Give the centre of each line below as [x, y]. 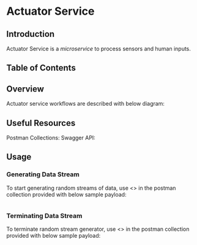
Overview [25, 89]
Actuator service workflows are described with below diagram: [86, 104]
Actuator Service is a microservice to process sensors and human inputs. [99, 49]
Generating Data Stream [43, 174]
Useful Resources [41, 123]
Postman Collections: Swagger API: [51, 138]
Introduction [31, 34]
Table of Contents [41, 68]
